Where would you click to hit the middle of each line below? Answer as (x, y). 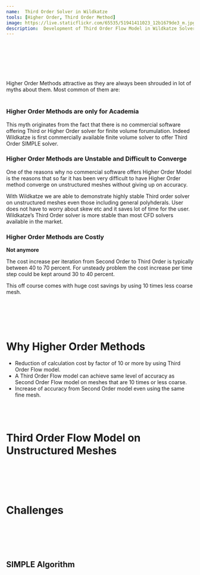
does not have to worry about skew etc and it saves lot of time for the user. (98, 209)
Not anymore (23, 250)
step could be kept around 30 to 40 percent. (60, 274)
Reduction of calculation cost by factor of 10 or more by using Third (98, 363)
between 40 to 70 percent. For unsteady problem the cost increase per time (99, 268)
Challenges (35, 510)
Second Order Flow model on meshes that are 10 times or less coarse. (101, 382)
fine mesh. (28, 395)
